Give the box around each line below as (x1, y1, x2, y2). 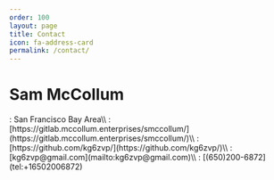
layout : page (9, 21, 58, 30)
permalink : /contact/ (9, 46, 90, 55)
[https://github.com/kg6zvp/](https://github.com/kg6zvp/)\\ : (9, 143, 233, 153)
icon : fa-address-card (9, 37, 94, 47)
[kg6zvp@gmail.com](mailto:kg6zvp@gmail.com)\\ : (9, 152, 201, 163)
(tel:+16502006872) (9, 161, 83, 172)
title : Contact (9, 29, 66, 38)
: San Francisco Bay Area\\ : (9, 114, 112, 125)
